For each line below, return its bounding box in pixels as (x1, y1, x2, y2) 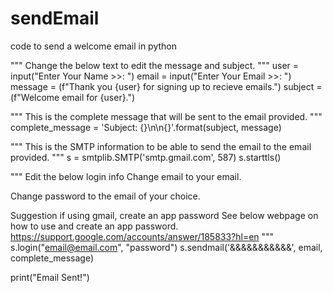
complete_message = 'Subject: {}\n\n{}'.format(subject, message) (10, 121, 282, 133)
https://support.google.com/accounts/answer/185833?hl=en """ (10, 230, 275, 242)
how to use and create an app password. (10, 220, 179, 232)
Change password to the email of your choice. (10, 190, 201, 202)
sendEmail (10, 7, 100, 30)
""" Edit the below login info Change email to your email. (10, 170, 242, 182)
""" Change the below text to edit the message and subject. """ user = (10, 59, 300, 71)
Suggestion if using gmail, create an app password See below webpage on (10, 209, 319, 221)
